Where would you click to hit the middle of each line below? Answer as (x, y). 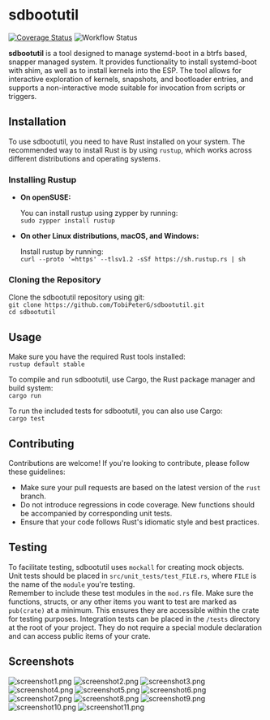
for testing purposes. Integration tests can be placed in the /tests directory (135, 619)
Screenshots (41, 662)
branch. (33, 496)
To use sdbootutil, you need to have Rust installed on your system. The (127, 141)
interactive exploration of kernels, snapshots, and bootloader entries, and (131, 79)
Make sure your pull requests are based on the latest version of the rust (140, 487)
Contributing (41, 444)
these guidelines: (37, 472)
